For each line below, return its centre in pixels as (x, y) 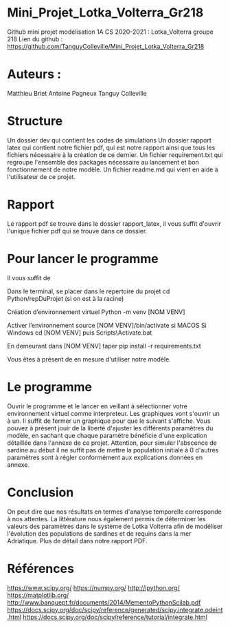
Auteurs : (34, 74)
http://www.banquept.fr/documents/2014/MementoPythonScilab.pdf (104, 602)
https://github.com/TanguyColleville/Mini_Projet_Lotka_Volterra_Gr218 (106, 46)
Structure (35, 121)
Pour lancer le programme (83, 259)
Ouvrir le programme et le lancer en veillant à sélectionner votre (97, 406)
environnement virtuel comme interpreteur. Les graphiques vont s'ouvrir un (113, 413)
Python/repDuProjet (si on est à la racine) (66, 298)
